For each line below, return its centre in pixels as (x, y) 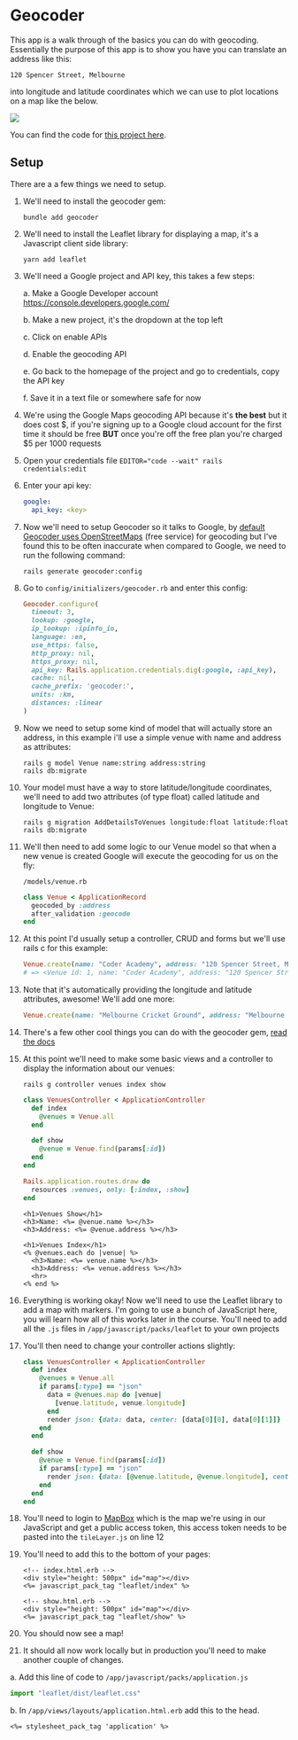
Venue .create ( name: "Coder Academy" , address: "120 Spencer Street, (152, 964)
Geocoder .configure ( (61, 604)
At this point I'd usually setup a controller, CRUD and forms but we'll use (154, 939)
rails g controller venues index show (94, 1084)
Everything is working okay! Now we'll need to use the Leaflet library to (153, 1300)
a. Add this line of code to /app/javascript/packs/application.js (129, 1677)
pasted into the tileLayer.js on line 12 (93, 1537)
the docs (39, 1042)
